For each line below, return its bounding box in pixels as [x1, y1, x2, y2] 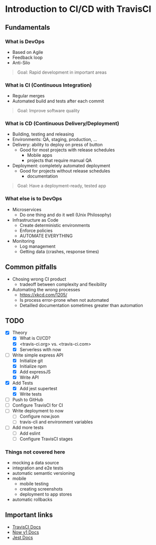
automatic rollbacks [12, 496, 53, 502]
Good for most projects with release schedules [19, 147, 115, 153]
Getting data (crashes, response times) [19, 248, 99, 254]
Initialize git [19, 358, 43, 363]
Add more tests [12, 424, 44, 431]
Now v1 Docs [12, 529, 39, 535]
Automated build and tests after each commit [12, 98, 105, 104]
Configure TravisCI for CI [12, 402, 63, 409]
